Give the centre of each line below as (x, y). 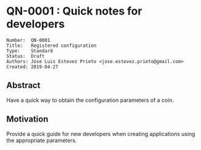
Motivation (27, 119)
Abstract (23, 85)
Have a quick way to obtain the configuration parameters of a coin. (90, 100)
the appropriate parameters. (42, 140)
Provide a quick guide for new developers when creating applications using (101, 134)
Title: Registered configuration (51, 46)
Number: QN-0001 (28, 40)
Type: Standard (30, 51)
